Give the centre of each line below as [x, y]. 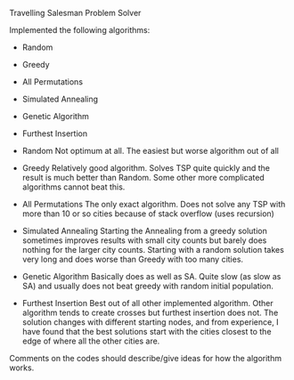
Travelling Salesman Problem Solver [75, 13]
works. [22, 368]
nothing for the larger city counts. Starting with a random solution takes [153, 250]
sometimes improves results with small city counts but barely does [144, 240]
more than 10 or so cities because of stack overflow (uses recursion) [148, 214]
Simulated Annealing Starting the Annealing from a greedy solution [144, 231]
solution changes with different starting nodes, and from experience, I [150, 322]
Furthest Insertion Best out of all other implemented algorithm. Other [147, 303]
